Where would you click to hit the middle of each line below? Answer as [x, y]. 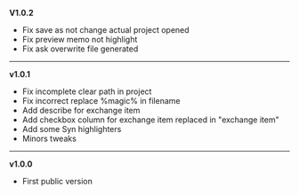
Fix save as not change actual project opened [105, 30]
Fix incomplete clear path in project [87, 91]
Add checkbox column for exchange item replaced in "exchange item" [150, 120]
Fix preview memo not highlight [80, 39]
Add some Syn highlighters [72, 129]
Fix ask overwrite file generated [80, 49]
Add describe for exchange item [81, 110]
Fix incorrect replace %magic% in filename [101, 101]
